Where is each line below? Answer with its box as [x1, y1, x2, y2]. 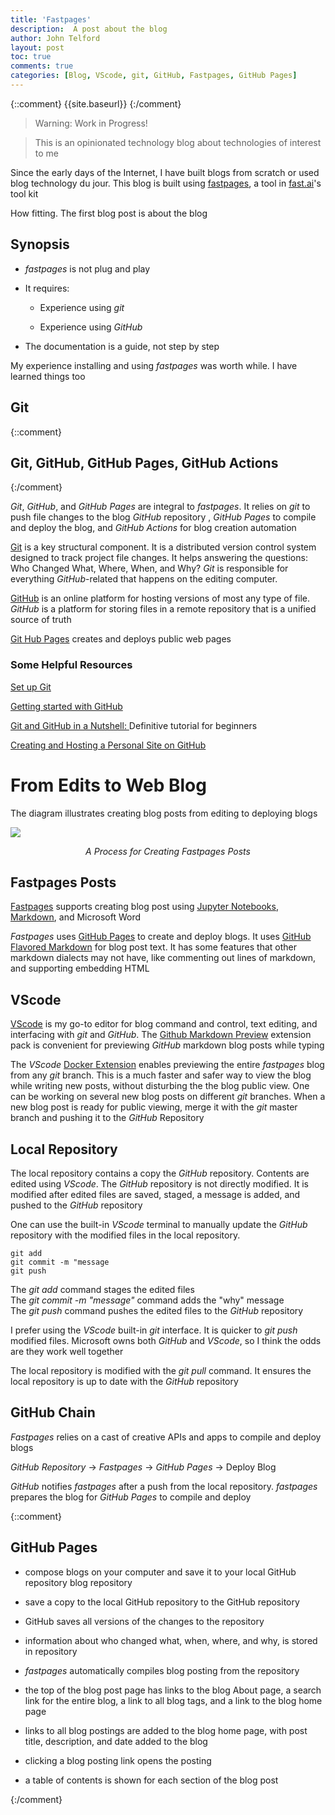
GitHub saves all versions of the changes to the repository [24, 1615, 265, 1627]
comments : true [10, 61, 74, 71]
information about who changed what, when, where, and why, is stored [24, 1634, 318, 1646]
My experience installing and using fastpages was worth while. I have [10, 359, 298, 371]
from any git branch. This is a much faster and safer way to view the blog [10, 1069, 312, 1081]
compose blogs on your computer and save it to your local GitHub [24, 1566, 297, 1578]
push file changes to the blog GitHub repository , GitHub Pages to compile [10, 511, 317, 523]
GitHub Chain [10, 1404, 96, 1421]
